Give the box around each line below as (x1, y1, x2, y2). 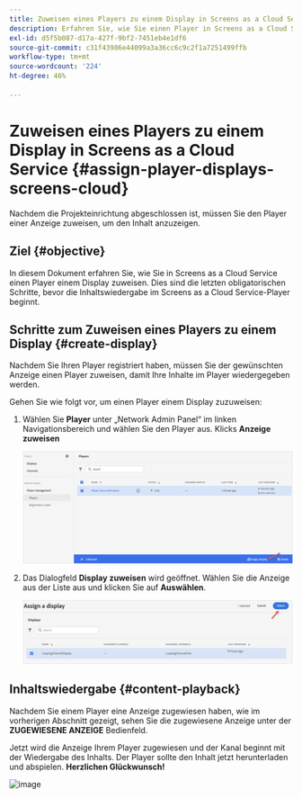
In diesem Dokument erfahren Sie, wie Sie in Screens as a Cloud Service (9, 267, 278, 278)
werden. (9, 379, 40, 390)
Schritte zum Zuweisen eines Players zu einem (9, 322, 277, 337)
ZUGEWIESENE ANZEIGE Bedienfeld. (9, 724, 148, 735)
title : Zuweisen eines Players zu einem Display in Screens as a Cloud (9, 14, 283, 23)
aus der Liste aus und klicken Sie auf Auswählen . (22, 581, 207, 593)
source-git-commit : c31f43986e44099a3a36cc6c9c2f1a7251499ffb (9, 43, 247, 52)
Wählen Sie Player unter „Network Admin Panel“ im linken (22, 414, 236, 425)
